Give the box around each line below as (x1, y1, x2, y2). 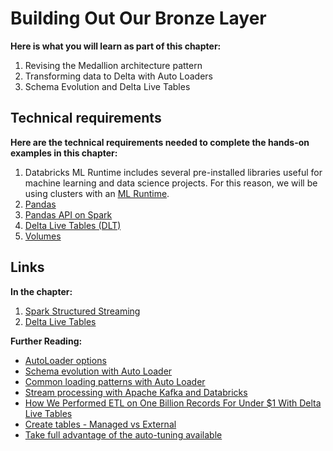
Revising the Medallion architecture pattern (24, 59, 203, 71)
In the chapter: (10, 285, 73, 297)
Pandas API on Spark (24, 208, 113, 221)
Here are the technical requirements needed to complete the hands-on (10, 136, 310, 148)
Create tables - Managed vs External (24, 418, 177, 430)
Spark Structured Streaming (24, 305, 141, 317)
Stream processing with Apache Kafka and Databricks (24, 386, 248, 398)
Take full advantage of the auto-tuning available (24, 428, 223, 441)
